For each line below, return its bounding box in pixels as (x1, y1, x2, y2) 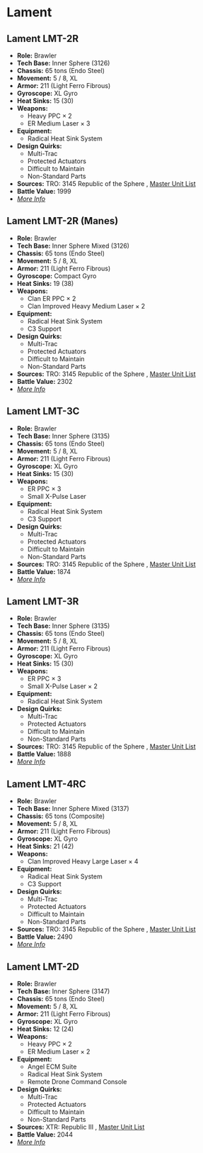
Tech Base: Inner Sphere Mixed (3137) (16, 805, 129, 813)
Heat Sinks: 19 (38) (16, 279, 74, 287)
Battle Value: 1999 (16, 187, 71, 195)
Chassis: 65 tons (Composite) (16, 812, 105, 820)
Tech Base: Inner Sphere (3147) (16, 987, 110, 995)
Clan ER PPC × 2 (27, 294, 76, 302)
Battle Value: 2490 (16, 932, 73, 941)
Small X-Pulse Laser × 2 (27, 682, 98, 690)
